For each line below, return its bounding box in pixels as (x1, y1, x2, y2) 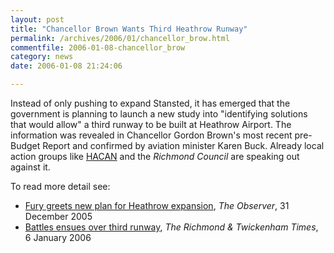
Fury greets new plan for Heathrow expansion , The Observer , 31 (24, 200, 290, 211)
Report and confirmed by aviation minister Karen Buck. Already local (42, 140, 325, 151)
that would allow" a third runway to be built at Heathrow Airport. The (10, 119, 292, 130)
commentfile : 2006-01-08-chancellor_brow (10, 42, 186, 53)
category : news (10, 52, 74, 62)
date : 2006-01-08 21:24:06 (10, 61, 123, 71)
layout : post (10, 14, 65, 25)
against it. (10, 161, 51, 173)
